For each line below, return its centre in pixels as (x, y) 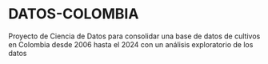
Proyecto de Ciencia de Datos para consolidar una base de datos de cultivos (134, 36)
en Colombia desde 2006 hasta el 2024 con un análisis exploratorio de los (131, 44)
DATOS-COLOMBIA (74, 14)
